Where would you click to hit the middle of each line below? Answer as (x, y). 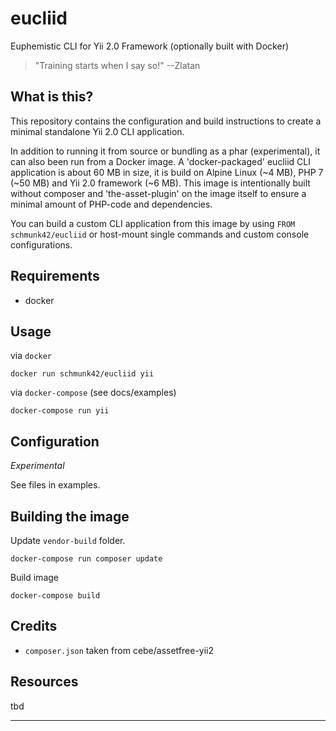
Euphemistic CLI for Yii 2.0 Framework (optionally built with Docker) (150, 46)
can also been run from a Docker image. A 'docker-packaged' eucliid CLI (160, 161)
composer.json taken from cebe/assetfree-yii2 (119, 650)
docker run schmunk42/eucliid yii (82, 374)
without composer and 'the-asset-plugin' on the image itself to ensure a (158, 193)
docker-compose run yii (60, 411)
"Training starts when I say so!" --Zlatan (117, 65)
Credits (34, 626)
